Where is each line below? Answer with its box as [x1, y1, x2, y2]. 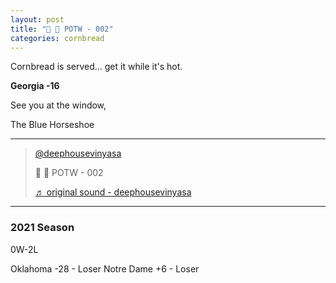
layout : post [10, 14, 65, 25]
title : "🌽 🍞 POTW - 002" [10, 24, 114, 34]
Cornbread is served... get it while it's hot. [10, 61, 183, 73]
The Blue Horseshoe [10, 119, 95, 131]
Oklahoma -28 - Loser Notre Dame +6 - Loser [10, 262, 200, 275]
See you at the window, [10, 99, 107, 111]
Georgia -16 [10, 80, 60, 92]
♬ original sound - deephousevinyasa [34, 186, 192, 198]
